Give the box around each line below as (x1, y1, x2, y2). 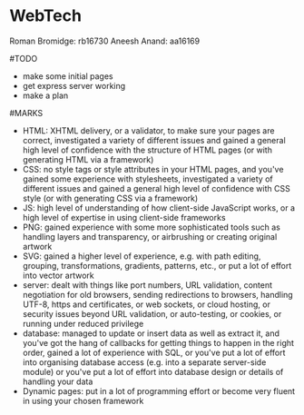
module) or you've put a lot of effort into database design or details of (22, 366, 284, 377)
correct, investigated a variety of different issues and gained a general (22, 134, 286, 145)
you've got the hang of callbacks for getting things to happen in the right (22, 337, 295, 348)
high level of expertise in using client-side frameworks (22, 212, 226, 222)
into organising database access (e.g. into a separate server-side (22, 356, 267, 368)
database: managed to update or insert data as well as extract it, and (22, 328, 279, 339)
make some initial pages (22, 70, 113, 82)
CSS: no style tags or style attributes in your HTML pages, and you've (22, 163, 284, 174)
